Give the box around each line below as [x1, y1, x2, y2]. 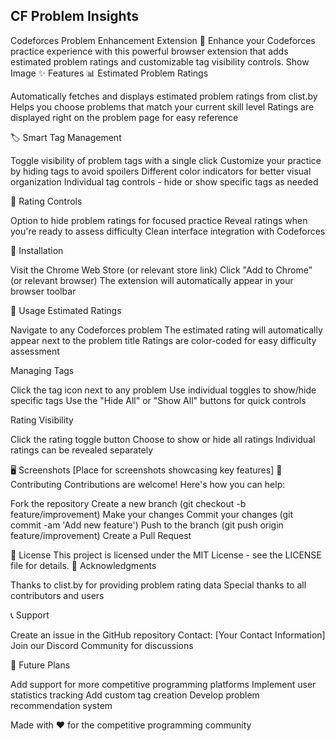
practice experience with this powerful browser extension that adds [10, 45, 289, 57]
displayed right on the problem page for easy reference [10, 111, 239, 123]
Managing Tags [10, 364, 75, 376]
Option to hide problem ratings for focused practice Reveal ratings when [10, 214, 308, 226]
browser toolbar [10, 285, 77, 297]
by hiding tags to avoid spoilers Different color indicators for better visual [10, 165, 312, 177]
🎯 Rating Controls [10, 195, 83, 207]
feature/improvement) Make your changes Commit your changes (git [10, 508, 293, 520]
